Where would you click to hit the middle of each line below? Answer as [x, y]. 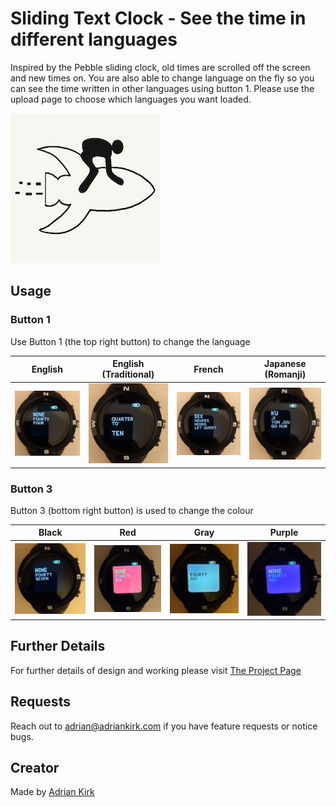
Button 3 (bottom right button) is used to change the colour [132, 510]
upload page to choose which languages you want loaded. [131, 99]
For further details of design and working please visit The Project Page [156, 670]
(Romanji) [285, 374]
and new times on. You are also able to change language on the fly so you [162, 78]
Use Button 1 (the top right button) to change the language [130, 341]
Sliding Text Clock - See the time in [158, 18]
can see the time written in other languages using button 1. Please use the [162, 88]
